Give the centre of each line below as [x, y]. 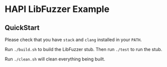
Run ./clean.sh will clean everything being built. [55, 59]
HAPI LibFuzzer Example [57, 9]
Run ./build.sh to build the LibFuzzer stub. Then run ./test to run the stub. [83, 49]
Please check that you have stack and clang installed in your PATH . [73, 39]
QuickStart [22, 28]
